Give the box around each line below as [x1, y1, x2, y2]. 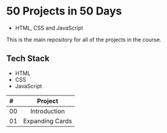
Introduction [30, 107, 65, 115]
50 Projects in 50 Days [6, 4, 122, 18]
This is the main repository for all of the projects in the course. [6, 36, 162, 43]
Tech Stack [6, 53, 50, 64]
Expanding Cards [23, 117, 73, 125]
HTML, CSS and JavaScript [15, 24, 83, 31]
